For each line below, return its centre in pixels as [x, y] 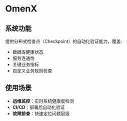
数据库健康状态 [28, 52]
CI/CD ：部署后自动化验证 [38, 107]
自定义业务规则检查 [32, 71]
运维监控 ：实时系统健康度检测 [43, 101]
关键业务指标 [25, 64]
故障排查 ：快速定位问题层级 [41, 113]
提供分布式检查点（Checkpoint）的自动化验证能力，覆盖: [64, 41]
